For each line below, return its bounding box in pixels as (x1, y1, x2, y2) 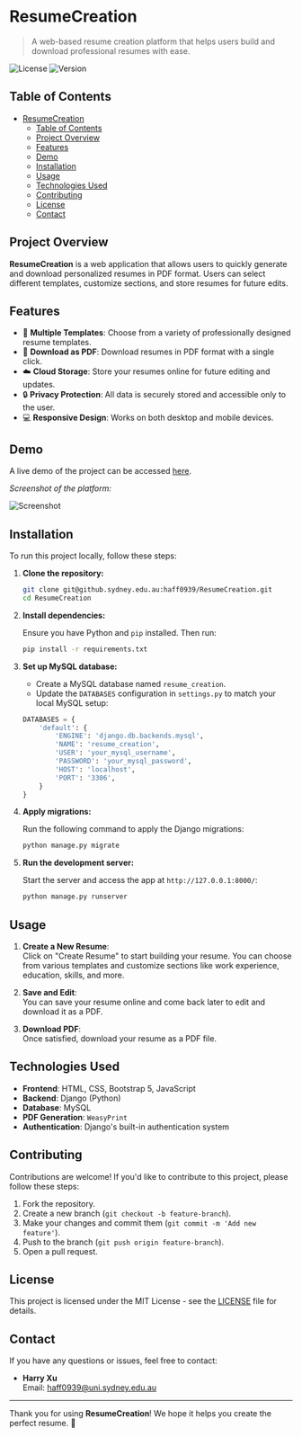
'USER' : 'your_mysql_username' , (55, 748, 176, 757)
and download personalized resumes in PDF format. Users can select (9, 268, 266, 279)
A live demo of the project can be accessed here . (9, 466, 191, 477)
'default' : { (39, 723, 88, 732)
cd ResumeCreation (22, 594, 92, 602)
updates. (22, 379, 56, 390)
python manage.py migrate (22, 841, 120, 851)
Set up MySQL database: (22, 661, 118, 672)
